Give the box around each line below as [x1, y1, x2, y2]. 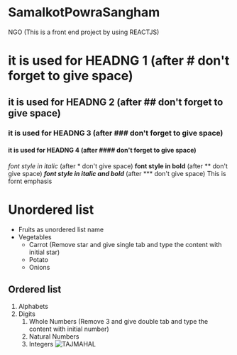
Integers [28, 340, 54, 349]
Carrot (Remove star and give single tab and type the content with [28, 240, 222, 248]
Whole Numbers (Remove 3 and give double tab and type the [28, 317, 209, 326]
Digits [18, 310, 36, 318]
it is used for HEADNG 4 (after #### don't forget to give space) [8, 146, 197, 155]
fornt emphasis [8, 177, 53, 185]
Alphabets [18, 302, 49, 311]
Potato [28, 255, 49, 263]
